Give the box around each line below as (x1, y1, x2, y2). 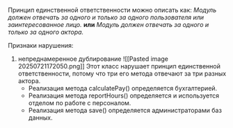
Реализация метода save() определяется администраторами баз (28, 107, 222, 114)
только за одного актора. (8, 28, 84, 36)
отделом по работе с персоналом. (28, 99, 131, 107)
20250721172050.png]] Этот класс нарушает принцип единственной (17, 62, 221, 70)
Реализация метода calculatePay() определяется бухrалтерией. (28, 84, 218, 92)
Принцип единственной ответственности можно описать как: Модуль (8, 6, 217, 14)
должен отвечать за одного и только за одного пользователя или (8, 13, 204, 21)
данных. (28, 113, 53, 122)
